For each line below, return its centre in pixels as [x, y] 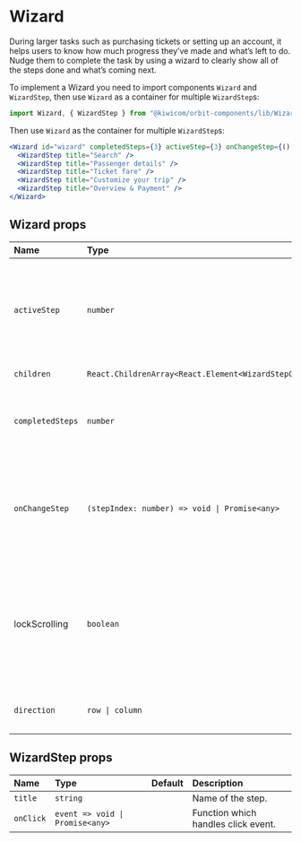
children [32, 373]
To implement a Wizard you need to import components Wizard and [133, 87]
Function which [224, 812]
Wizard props [48, 225]
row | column [114, 710]
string [69, 798]
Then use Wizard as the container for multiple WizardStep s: [117, 130]
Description [218, 783]
